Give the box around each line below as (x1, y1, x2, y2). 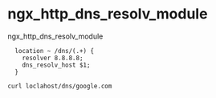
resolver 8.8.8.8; (22, 54, 84, 62)
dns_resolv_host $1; (22, 61, 91, 69)
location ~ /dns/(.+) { (14, 47, 94, 55)
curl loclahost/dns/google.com (7, 82, 112, 90)
